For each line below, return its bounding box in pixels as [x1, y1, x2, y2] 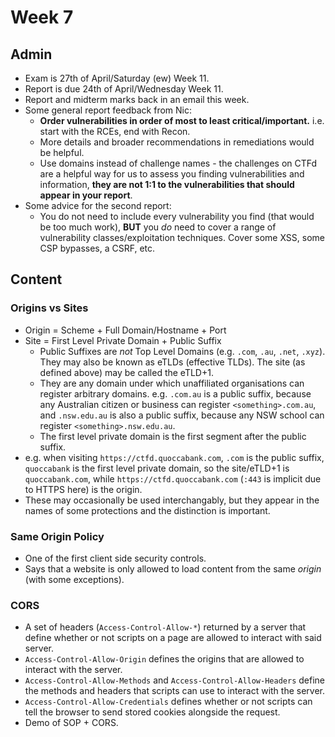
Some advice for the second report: [24, 200, 172, 211]
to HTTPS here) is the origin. [24, 483, 143, 495]
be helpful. [39, 147, 85, 158]
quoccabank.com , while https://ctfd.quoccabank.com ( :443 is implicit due [24, 472, 322, 485]
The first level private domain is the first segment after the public [39, 430, 307, 442]
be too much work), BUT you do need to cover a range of [39, 221, 277, 233]
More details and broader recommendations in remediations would [39, 136, 315, 148]
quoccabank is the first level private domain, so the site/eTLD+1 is [24, 462, 290, 474]
